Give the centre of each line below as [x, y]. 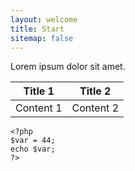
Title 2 [95, 91]
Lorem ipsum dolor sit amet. [68, 67]
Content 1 [39, 108]
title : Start [37, 29]
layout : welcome [44, 19]
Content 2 [95, 108]
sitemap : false [42, 38]
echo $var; [33, 149]
